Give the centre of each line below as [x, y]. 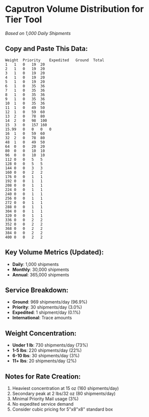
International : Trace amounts [42, 318]
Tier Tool [24, 19]
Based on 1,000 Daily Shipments [38, 33]
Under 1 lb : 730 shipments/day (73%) [50, 345]
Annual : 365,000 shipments [41, 274]
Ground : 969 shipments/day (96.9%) [50, 302]
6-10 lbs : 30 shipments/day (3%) [46, 356]
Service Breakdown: [37, 290]
